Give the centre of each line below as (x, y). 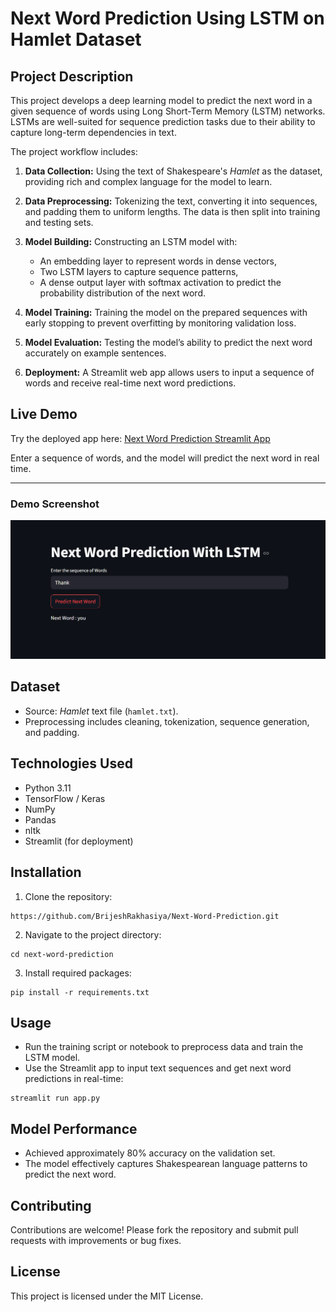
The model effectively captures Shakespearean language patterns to (166, 1164)
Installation (46, 872)
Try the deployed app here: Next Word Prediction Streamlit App (140, 438)
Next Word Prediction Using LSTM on (167, 18)
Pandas (40, 819)
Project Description (72, 76)
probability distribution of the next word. (122, 293)
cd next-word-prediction (62, 954)
